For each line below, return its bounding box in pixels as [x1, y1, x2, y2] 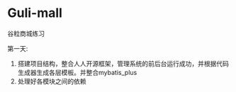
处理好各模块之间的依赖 [17, 76, 86, 86]
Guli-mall [7, 5, 62, 21]
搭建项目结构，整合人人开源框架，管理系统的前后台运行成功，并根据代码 [17, 59, 229, 68]
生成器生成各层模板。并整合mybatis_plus [17, 68, 137, 76]
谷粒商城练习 [7, 29, 45, 38]
